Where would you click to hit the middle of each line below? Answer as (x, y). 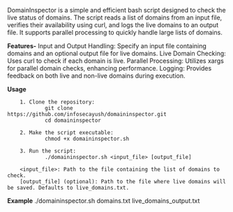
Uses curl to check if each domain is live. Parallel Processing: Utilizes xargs (116, 61)
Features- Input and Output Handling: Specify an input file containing (107, 46)
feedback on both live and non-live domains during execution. (97, 76)
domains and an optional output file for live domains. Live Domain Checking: (117, 53)
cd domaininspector (73, 120)
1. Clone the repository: (58, 102)
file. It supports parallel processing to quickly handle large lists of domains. (115, 32)
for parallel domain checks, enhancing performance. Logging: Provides (110, 68)
